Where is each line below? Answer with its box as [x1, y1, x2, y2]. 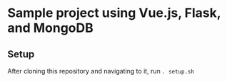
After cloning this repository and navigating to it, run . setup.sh [7, 67, 195, 75]
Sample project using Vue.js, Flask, [7, 5, 221, 21]
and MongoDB [7, 20, 94, 36]
